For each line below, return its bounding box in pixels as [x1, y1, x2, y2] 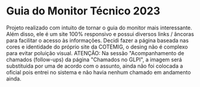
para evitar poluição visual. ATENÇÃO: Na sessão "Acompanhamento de [6, 49, 184, 56]
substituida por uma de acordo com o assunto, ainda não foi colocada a [6, 62, 183, 70]
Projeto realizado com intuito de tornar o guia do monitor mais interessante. [6, 24, 193, 31]
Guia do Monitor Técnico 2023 [6, 4, 160, 18]
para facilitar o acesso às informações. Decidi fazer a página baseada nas [6, 37, 189, 44]
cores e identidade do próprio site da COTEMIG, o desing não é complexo [6, 43, 188, 50]
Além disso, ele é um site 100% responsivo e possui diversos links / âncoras [6, 30, 195, 37]
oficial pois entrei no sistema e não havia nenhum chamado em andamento [6, 68, 191, 76]
